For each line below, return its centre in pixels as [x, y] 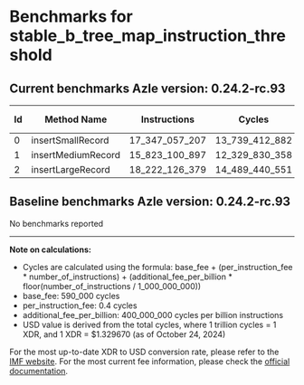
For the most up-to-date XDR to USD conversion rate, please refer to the [144, 352]
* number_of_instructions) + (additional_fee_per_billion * [127, 277]
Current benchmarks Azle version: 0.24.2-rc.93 [147, 88]
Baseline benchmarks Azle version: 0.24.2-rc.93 [150, 202]
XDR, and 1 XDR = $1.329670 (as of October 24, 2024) [124, 334]
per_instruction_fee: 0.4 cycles [80, 305]
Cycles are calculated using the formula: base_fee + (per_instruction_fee [157, 267]
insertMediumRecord [76, 155]
